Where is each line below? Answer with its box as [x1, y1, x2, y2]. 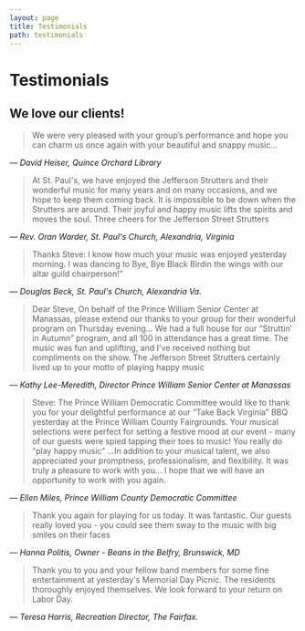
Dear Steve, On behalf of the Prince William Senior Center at [31, 304, 258, 315]
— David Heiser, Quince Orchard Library [9, 157, 162, 169]
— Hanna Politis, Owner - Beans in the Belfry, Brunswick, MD [9, 547, 240, 558]
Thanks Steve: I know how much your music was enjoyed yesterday [31, 249, 288, 260]
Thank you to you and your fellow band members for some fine [31, 564, 269, 575]
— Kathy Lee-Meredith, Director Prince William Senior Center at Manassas [9, 379, 291, 390]
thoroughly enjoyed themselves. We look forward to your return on [31, 584, 283, 595]
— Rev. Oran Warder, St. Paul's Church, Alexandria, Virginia [9, 232, 235, 243]
